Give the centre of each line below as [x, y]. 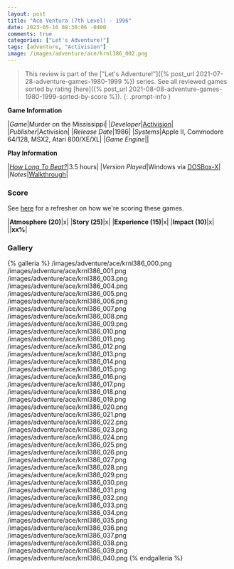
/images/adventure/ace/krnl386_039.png [68, 551]
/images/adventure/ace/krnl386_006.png [68, 301]
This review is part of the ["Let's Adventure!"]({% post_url [110, 74]
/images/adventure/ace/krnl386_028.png [68, 467]
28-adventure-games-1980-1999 [73, 81]
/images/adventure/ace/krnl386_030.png [68, 483]
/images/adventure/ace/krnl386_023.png [68, 430]
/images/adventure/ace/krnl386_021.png [67, 415]
